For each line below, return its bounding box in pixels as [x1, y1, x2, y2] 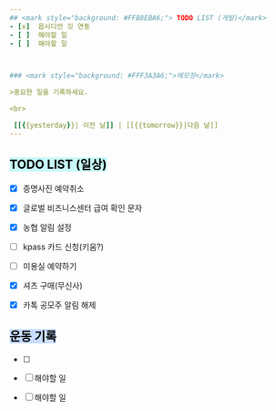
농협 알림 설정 [22, 221, 72, 233]
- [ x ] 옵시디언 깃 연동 [9, 22, 91, 31]
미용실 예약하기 [22, 260, 77, 271]
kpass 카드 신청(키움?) [22, 241, 105, 252]
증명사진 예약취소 [22, 183, 85, 194]
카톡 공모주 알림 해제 [22, 299, 97, 311]
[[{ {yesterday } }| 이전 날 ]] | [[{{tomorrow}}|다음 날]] [13, 121, 219, 130]
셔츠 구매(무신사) [22, 279, 84, 290]
